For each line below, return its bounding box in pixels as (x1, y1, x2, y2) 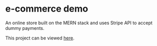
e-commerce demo (5, 3, 88, 15)
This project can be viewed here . (5, 35, 75, 41)
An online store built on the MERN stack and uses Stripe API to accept (5, 20, 153, 26)
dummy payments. (5, 25, 44, 31)
